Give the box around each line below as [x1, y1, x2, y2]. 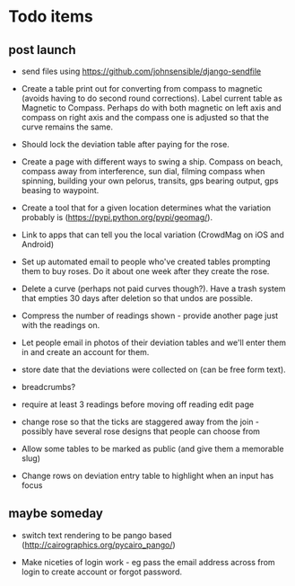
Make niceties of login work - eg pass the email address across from [21, 556, 275, 567]
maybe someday [8, 506, 104, 521]
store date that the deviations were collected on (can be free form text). [21, 364, 286, 375]
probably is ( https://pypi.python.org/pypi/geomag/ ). [21, 212, 213, 222]
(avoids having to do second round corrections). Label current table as [21, 93, 283, 103]
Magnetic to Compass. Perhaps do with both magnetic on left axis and [21, 102, 282, 113]
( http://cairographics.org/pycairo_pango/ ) [21, 539, 176, 550]
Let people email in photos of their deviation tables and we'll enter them [21, 337, 287, 348]
